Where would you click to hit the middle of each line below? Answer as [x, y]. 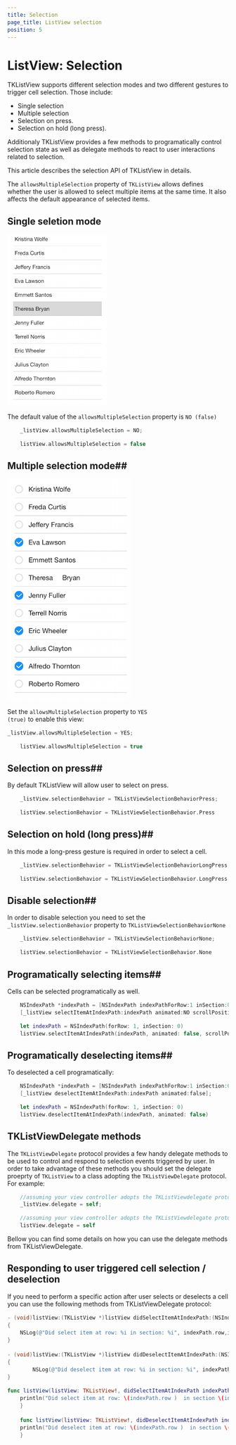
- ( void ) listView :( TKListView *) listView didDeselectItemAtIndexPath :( [114, 1355]
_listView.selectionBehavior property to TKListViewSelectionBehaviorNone [117, 925]
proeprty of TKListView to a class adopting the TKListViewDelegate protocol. [117, 1176]
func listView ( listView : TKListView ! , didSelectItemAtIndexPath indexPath [119, 1390]
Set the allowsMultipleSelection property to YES [77, 711]
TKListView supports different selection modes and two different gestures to [118, 85]
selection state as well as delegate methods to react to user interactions [111, 149]
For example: [26, 1183]
